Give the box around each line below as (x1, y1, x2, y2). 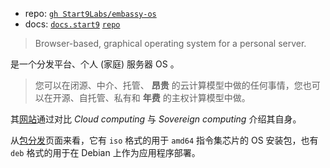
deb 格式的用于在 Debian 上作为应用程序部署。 (10, 147, 201, 158)
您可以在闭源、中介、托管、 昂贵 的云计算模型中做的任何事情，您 (34, 79, 303, 91)
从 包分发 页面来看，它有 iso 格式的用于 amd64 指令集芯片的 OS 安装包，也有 (10, 134, 319, 146)
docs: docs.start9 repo (24, 18, 121, 30)
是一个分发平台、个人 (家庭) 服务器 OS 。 (10, 58, 180, 70)
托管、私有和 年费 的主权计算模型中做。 (87, 92, 251, 103)
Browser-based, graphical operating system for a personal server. (34, 38, 307, 49)
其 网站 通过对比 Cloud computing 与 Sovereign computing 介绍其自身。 (10, 113, 302, 125)
